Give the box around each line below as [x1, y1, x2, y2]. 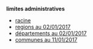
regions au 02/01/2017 [14, 24, 71, 30]
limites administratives [6, 5, 65, 12]
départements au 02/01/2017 [14, 30, 87, 37]
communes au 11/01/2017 [14, 36, 77, 43]
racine [14, 17, 31, 24]
